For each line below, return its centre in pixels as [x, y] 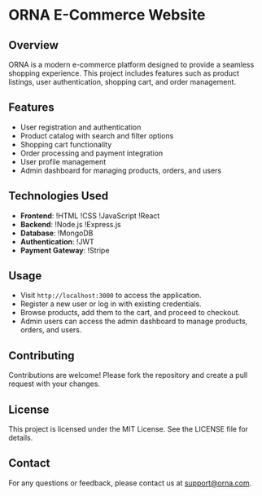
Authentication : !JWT [57, 241]
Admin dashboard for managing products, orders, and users [121, 170]
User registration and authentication [81, 127]
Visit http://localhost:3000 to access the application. [111, 296]
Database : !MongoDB [57, 233]
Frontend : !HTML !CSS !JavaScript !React [90, 215]
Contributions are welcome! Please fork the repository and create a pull [128, 375]
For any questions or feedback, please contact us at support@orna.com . [130, 483]
